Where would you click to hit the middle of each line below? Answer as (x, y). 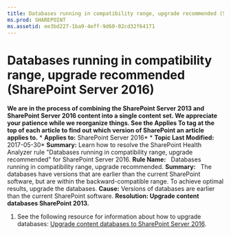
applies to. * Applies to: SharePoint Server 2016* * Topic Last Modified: (111, 137)
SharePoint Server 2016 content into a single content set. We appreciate (112, 116)
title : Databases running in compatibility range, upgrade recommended (112, 13)
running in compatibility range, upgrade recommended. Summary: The (109, 167)
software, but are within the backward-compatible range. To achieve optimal (115, 181)
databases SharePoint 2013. (48, 203)
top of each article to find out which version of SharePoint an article (106, 131)
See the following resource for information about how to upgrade (109, 216)
